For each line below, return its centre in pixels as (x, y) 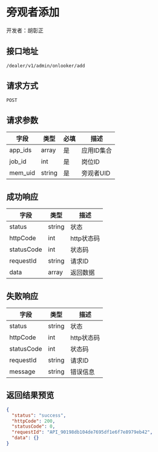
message (22, 372)
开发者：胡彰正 (25, 30)
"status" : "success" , (39, 415)
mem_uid (22, 173)
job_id (18, 161)
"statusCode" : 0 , (34, 427)
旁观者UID (96, 174)
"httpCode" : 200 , (34, 421)
